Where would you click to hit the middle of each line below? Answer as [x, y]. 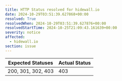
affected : [15, 37]
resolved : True [21, 19]
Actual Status [75, 63]
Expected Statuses [31, 63]
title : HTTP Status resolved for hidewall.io [52, 10]
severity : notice [23, 32]
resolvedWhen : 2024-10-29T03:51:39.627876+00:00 [56, 23]
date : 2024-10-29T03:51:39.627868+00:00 [47, 14]
